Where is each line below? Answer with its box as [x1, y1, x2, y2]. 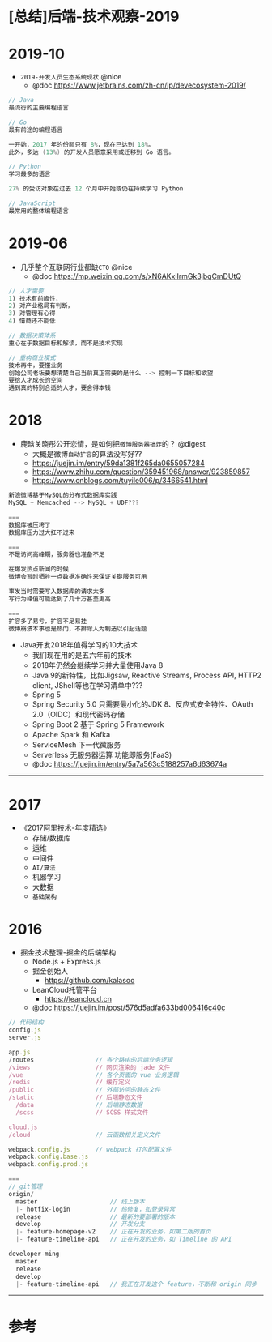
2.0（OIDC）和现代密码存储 [32, 710, 125, 720]
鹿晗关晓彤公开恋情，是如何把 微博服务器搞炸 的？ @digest [19, 439, 206, 449]
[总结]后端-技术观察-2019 [8, 7, 180, 26]
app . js [8, 1048, 31, 1056]
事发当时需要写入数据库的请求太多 [8, 588, 105, 596]
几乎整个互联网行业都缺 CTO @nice [19, 262, 133, 271]
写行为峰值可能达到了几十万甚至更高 [8, 595, 112, 603]
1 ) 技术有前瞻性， [8, 294, 62, 302]
